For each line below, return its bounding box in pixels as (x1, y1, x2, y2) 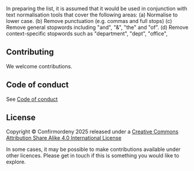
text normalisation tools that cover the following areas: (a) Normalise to (6, 11, 178, 18)
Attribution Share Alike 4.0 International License (6, 134, 122, 142)
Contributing (6, 47, 54, 57)
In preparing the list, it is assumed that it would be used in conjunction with (6, 5, 188, 12)
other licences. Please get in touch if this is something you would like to (6, 152, 179, 159)
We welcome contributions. (6, 63, 72, 70)
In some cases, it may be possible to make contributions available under (6, 146, 181, 153)
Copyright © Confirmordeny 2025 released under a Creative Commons (6, 128, 179, 135)
